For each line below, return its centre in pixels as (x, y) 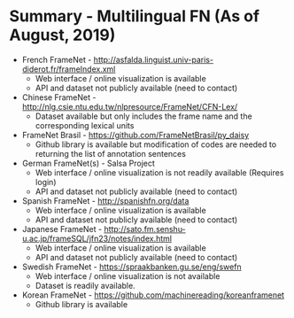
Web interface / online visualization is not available (128, 275)
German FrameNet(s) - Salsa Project (88, 163)
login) (46, 182)
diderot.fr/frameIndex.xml (69, 69)
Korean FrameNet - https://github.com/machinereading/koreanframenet (153, 295)
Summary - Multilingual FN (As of (134, 16)
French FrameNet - (57, 59)
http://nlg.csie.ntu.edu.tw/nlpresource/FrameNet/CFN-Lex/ (130, 106)
